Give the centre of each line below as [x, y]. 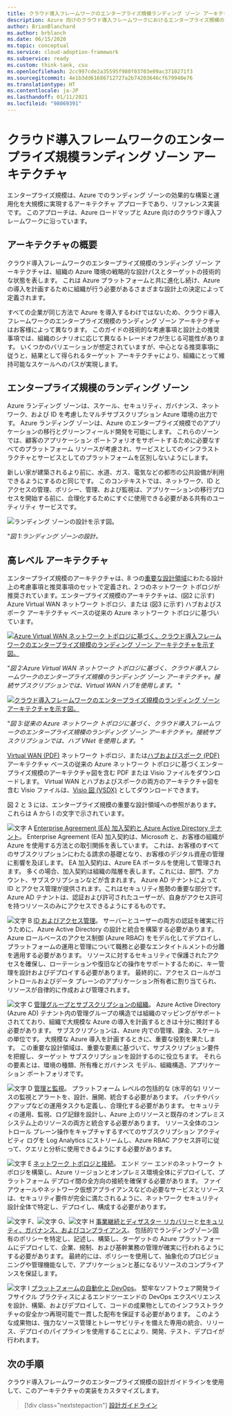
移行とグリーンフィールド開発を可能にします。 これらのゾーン [131, 432]
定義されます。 [28, 297]
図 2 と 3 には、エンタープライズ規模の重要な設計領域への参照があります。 [114, 805]
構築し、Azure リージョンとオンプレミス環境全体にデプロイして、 [125, 1173]
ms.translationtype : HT [41, 84]
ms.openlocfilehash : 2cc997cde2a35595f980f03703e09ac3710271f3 [100, 71]
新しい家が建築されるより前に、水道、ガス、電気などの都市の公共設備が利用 [116, 472]
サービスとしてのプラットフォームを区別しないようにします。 [124, 458]
